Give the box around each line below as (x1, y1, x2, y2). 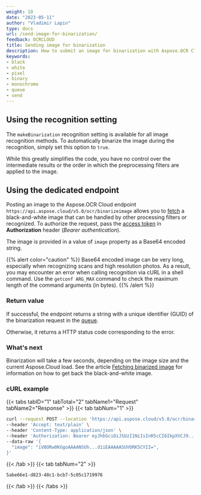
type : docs (6, 25, 33, 32)
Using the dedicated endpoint (6, 185, 120, 195)
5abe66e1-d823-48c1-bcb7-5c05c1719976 (6, 472, 103, 478)
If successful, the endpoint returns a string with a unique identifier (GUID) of (6, 310, 194, 317)
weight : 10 (6, 8, 33, 15)
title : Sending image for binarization (6, 43, 106, 49)
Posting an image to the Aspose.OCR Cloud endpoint (6, 201, 136, 208)
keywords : (6, 53, 31, 59)
